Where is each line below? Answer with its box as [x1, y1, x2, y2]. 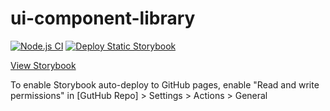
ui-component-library [10, 7, 196, 30]
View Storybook [10, 59, 77, 71]
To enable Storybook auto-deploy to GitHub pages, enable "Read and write [10, 78, 320, 91]
